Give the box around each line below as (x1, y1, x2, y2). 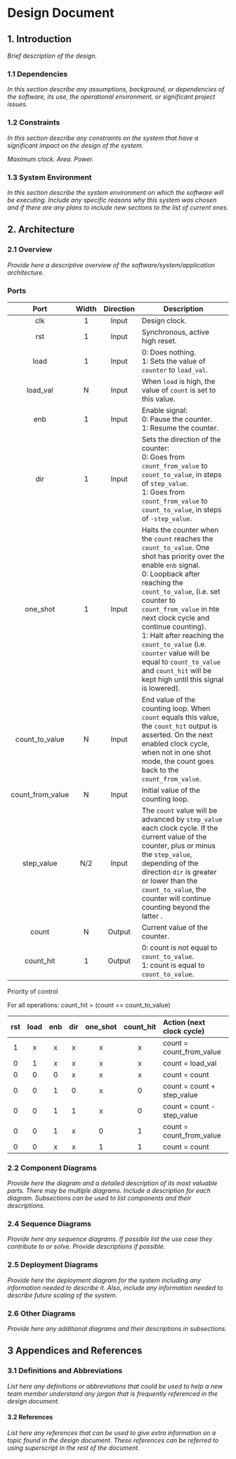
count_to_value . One (141, 542, 210, 552)
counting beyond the (141, 902, 211, 912)
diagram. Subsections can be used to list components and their (7, 1194, 192, 1202)
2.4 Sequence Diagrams (7, 1219, 91, 1229)
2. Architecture (7, 224, 75, 236)
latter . (141, 911, 163, 921)
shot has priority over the (141, 551, 225, 561)
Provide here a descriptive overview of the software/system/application (7, 260, 216, 269)
